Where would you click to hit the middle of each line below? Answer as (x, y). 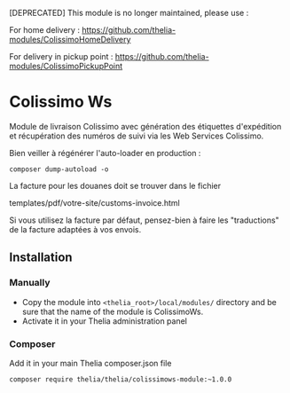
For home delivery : (44, 30)
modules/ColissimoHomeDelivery (70, 39)
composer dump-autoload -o (59, 169)
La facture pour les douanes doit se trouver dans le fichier (115, 185)
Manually (30, 283)
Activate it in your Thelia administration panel (105, 321)
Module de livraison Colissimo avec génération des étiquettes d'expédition (145, 126)
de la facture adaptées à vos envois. (75, 229)
